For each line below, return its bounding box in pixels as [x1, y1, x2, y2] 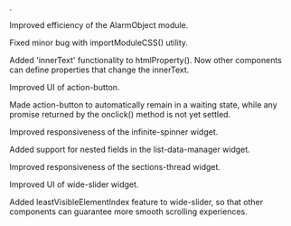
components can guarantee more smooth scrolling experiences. [9, 206, 248, 217]
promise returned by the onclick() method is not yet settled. [9, 109, 231, 119]
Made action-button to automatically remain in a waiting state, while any [9, 99, 277, 110]
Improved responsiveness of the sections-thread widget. [9, 162, 221, 172]
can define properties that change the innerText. [9, 64, 190, 75]
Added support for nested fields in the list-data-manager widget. [9, 144, 250, 155]
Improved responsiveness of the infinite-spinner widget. [9, 127, 219, 137]
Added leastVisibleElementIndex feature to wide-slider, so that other [9, 197, 264, 207]
